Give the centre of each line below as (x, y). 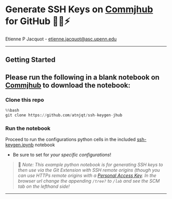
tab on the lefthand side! (44, 186)
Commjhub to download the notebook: (68, 85)
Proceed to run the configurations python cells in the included (71, 140)
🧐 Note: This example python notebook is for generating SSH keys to (90, 165)
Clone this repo (25, 100)
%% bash (12, 110)
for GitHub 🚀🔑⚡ (38, 21)
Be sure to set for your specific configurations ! (62, 155)
